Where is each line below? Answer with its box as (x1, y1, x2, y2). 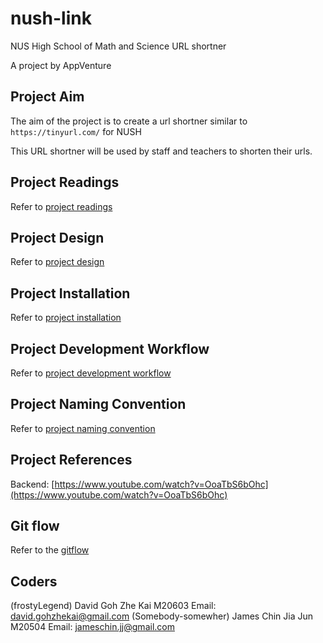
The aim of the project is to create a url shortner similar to (10, 115, 248, 127)
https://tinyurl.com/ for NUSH (10, 125, 142, 137)
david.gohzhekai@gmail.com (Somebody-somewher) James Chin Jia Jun (10, 610, 313, 622)
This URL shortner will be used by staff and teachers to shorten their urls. (10, 145, 313, 157)
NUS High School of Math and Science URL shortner (10, 40, 227, 52)
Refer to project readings (10, 200, 113, 212)
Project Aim (10, 88, 85, 106)
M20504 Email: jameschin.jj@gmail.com (10, 621, 175, 633)
